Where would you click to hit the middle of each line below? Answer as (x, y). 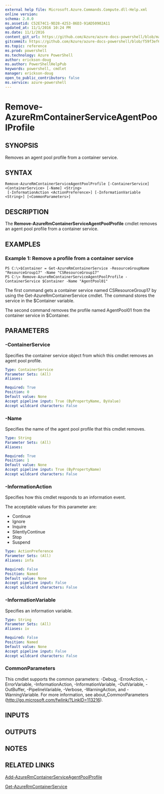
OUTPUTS (21, 732)
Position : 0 (17, 392)
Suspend (21, 542)
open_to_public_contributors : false (42, 78)
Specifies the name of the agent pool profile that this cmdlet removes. (75, 429)
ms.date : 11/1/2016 (25, 32)
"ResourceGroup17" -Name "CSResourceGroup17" (52, 272)
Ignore (19, 522)
